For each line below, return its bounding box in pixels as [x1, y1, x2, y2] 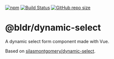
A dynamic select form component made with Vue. [5, 38, 110, 44]
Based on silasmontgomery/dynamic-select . [5, 48, 96, 54]
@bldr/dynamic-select [5, 22, 101, 33]
